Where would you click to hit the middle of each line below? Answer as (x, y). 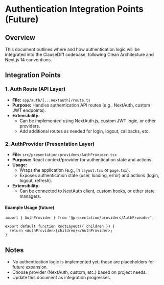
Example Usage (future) (30, 207)
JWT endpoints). (29, 110)
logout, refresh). (36, 181)
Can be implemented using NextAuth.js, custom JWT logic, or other (87, 121)
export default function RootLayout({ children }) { (60, 227)
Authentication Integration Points (74, 9)
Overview (20, 38)
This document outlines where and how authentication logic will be (72, 49)
